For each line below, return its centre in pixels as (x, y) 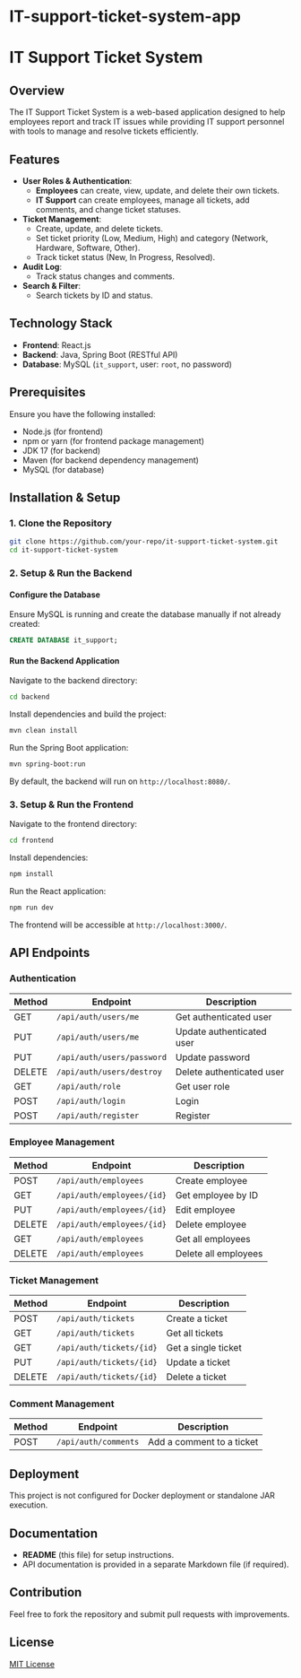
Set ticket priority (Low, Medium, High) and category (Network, (152, 238)
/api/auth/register (98, 1115)
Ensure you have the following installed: (83, 413)
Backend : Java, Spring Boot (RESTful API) (100, 354)
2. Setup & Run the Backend (71, 573)
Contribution (46, 1592)
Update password (213, 1057)
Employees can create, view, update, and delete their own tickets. (158, 191)
